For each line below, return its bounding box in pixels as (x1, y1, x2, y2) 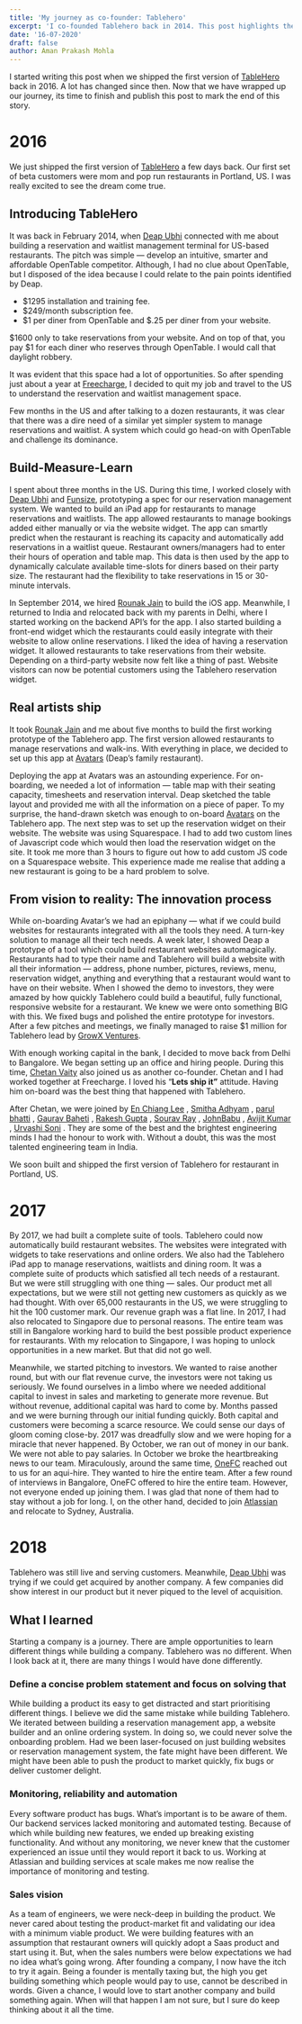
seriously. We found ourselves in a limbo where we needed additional (9, 1381, 267, 1392)
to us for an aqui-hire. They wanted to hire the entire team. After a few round (9, 1468, 293, 1478)
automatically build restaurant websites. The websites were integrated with (9, 1240, 288, 1251)
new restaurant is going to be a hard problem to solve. (9, 865, 209, 876)
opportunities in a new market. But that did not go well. (9, 1345, 213, 1356)
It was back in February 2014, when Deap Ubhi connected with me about (9, 230, 280, 241)
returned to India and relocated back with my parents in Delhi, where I (9, 607, 268, 618)
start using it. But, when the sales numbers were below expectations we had (9, 1947, 292, 1957)
